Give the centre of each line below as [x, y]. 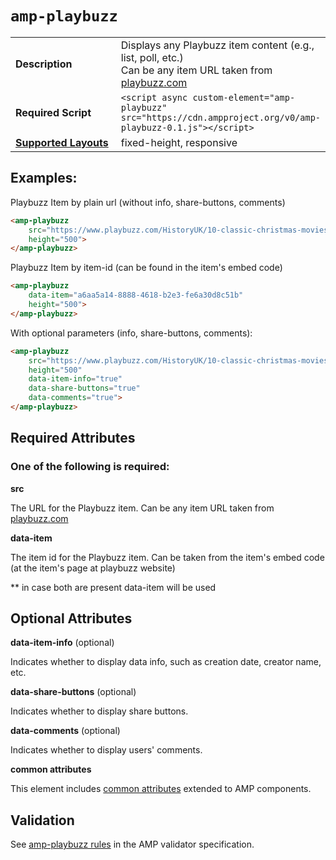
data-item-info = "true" [75, 379]
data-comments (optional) [65, 731]
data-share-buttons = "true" [84, 388]
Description [44, 64]
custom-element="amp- [244, 97]
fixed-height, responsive [179, 142]
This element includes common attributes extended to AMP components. [161, 789]
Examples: [44, 178]
